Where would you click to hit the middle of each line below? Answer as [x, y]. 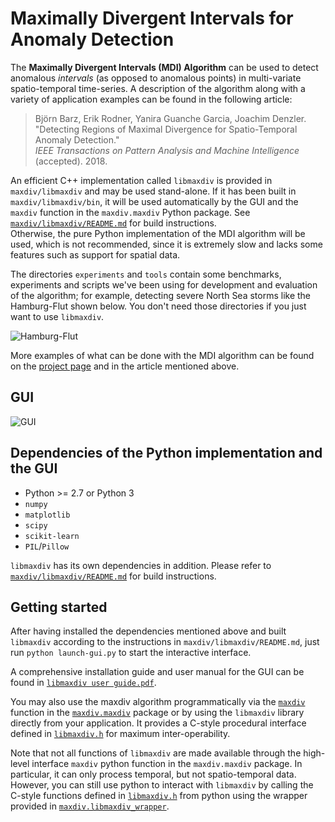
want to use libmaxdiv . [57, 316]
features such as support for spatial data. [95, 254]
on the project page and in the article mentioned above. [125, 366]
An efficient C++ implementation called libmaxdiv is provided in [141, 180]
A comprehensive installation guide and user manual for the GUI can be [157, 672]
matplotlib [47, 515]
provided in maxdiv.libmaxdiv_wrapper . [90, 806]
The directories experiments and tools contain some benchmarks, [146, 274]
